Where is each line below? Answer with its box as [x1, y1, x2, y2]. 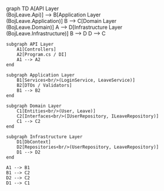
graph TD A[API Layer [6, 5, 59, 12]
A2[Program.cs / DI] [16, 52, 67, 58]
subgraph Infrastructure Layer [6, 134, 83, 140]
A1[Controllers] [16, 46, 57, 52]
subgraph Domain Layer [6, 103, 62, 109]
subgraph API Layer [6, 41, 54, 47]
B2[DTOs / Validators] [16, 82, 72, 88]
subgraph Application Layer [6, 72, 75, 78]
